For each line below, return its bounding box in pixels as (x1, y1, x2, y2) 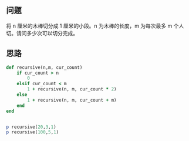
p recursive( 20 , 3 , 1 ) (6, 124, 57, 130)
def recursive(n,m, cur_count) (6, 64, 83, 70)
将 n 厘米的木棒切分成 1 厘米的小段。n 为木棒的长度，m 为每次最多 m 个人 (6, 22, 184, 29)
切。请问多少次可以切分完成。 (6, 29, 78, 36)
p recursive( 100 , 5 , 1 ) (6, 129, 59, 135)
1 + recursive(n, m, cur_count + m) (27, 97, 117, 103)
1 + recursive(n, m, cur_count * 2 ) (27, 86, 117, 92)
